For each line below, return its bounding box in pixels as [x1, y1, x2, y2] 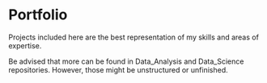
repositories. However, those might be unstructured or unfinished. [8, 64, 228, 74]
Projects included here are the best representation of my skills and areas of [8, 32, 259, 42]
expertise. [8, 40, 42, 50]
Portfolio [8, 6, 68, 24]
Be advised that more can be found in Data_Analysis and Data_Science [8, 56, 244, 66]
